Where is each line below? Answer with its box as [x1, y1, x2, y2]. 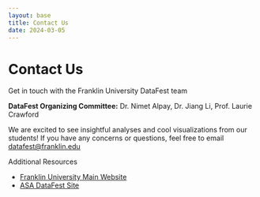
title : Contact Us [8, 19, 69, 27]
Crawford [8, 110, 40, 119]
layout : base [8, 11, 51, 20]
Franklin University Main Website [19, 173, 127, 182]
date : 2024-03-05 [8, 26, 66, 34]
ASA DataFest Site [19, 180, 80, 190]
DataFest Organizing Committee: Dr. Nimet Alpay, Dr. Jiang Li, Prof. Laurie [8, 102, 253, 111]
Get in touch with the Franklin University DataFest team [8, 86, 188, 95]
